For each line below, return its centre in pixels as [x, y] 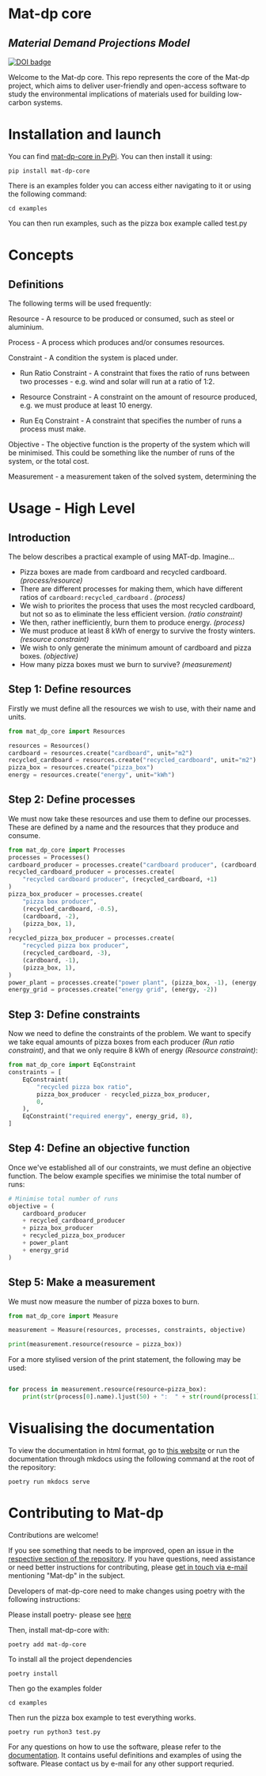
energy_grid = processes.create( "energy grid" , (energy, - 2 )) [113, 990]
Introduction [40, 538]
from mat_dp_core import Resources [67, 731]
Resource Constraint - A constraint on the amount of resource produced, [138, 397]
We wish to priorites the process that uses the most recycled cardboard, [137, 605]
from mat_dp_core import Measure [63, 1316]
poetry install [33, 1674]
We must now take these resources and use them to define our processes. [130, 818]
